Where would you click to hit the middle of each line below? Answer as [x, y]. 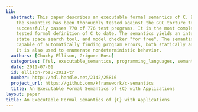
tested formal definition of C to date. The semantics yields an [98, 34]
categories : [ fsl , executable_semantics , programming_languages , [93, 61]
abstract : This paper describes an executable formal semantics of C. [100, 17]
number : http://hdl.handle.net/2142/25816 [64, 78]
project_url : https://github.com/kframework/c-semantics [82, 84]
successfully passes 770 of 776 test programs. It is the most [96, 28]
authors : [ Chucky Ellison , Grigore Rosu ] [63, 56]
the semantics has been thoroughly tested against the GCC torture [101, 23]
